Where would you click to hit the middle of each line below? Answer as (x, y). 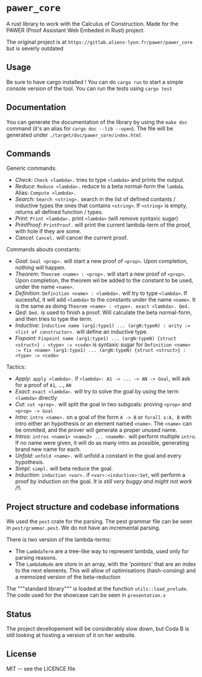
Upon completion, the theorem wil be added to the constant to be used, (104, 280)
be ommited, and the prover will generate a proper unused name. (96, 430)
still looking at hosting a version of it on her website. (71, 635)
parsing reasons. (36, 558)
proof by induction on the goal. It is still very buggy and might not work (103, 481)
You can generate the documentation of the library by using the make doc (97, 122)
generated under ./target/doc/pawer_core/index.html (74, 135)
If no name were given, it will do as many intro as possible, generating (102, 443)
